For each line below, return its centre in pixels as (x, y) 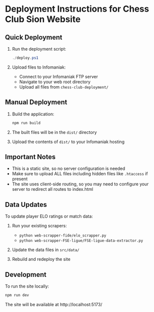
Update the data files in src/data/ (46, 250)
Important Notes (30, 157)
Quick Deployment (34, 37)
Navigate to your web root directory (55, 82)
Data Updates (26, 205)
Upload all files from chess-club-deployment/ (64, 87)
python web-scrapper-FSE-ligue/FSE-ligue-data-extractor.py (81, 241)
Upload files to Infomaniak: (39, 67)
